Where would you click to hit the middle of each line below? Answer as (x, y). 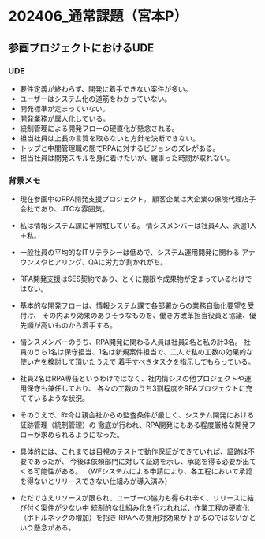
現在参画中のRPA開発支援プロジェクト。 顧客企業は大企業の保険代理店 (134, 199)
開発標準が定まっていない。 (64, 108)
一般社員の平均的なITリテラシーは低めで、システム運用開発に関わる (130, 253)
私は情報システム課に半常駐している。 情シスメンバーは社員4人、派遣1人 (138, 226)
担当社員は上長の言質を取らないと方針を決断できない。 (109, 138)
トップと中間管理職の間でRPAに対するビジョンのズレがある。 (119, 148)
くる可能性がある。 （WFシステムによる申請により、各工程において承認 (136, 471)
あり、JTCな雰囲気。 (75, 209)
